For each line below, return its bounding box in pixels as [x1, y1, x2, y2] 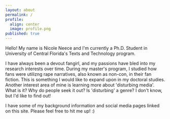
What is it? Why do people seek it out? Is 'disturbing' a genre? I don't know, [5, 87, 162, 93]
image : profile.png [10, 26, 51, 32]
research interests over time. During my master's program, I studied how [5, 66, 157, 72]
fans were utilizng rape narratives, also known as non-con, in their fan [5, 71, 152, 77]
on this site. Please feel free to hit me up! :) [5, 108, 95, 114]
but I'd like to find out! [5, 93, 51, 99]
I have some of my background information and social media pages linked [5, 103, 160, 108]
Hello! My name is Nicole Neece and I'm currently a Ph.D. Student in [5, 45, 148, 51]
